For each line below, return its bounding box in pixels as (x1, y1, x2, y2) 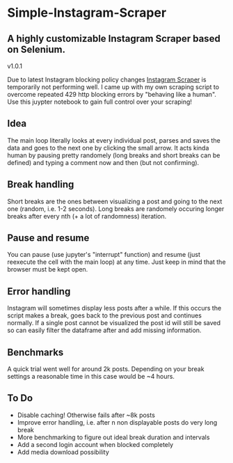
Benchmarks (7, 346, 64, 358)
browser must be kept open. (7, 265, 88, 274)
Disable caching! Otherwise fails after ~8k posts (17, 411, 155, 419)
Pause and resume (7, 232, 90, 244)
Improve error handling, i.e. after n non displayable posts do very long (17, 418, 218, 426)
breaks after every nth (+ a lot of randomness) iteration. (7, 212, 167, 220)
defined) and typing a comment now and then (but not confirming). (7, 158, 200, 166)
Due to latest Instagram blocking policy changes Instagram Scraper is (7, 75, 207, 84)
